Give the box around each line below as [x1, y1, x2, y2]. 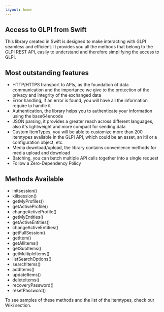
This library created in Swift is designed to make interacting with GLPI [5, 39, 146, 44]
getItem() [12, 235, 32, 241]
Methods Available [5, 175, 64, 183]
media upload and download [12, 150, 70, 156]
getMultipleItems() [12, 251, 50, 257]
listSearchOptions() [12, 256, 52, 262]
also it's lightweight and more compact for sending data [12, 124, 126, 130]
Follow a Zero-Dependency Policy [12, 160, 81, 166]
